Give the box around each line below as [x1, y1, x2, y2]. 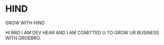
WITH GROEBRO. [5, 35, 41, 41]
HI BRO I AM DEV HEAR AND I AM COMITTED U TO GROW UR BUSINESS [5, 29, 159, 35]
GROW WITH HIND [5, 20, 45, 26]
